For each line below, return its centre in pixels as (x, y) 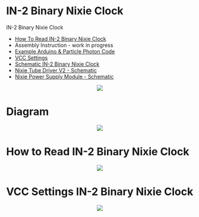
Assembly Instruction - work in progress (64, 45)
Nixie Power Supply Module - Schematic (64, 76)
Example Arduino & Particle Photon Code (65, 51)
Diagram (28, 112)
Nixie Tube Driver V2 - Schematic (56, 70)
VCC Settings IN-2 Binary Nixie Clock (100, 192)
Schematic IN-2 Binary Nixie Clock (57, 64)
